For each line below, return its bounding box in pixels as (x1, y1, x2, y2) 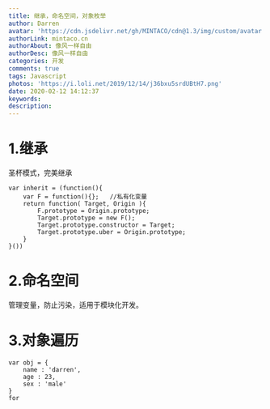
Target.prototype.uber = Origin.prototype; (37, 228, 186, 236)
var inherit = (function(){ (8, 184, 103, 193)
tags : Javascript (8, 72, 67, 80)
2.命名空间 (8, 272, 79, 290)
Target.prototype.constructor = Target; (37, 221, 175, 229)
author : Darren (8, 19, 60, 28)
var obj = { (8, 358, 49, 367)
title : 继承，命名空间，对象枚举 (8, 11, 107, 20)
